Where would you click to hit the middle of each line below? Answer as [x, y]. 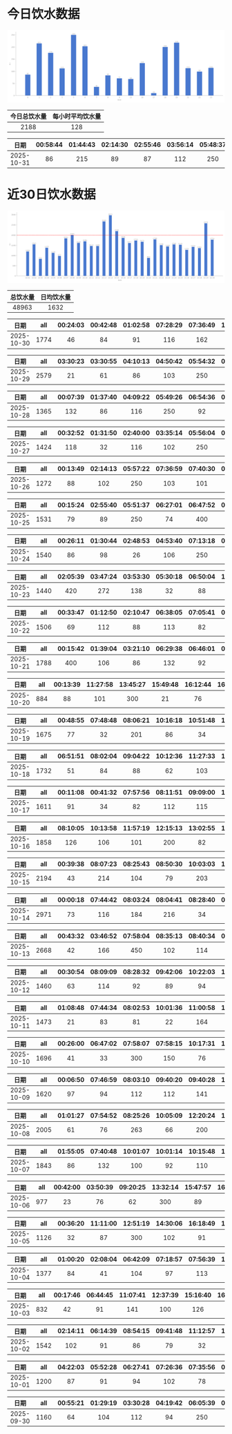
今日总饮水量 [28, 116]
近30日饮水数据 [51, 195]
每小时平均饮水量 [77, 116]
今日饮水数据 [44, 14]
